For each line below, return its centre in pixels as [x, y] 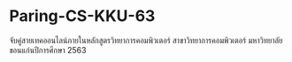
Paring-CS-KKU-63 [82, 16]
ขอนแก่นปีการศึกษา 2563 [48, 50]
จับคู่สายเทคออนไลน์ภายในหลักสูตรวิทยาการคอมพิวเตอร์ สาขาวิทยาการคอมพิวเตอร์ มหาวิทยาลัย [146, 40]
